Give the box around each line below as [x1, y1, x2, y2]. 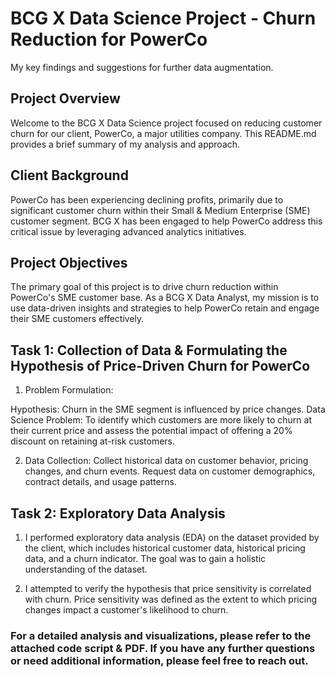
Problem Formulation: [24, 384, 114, 396]
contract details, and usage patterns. [24, 476, 177, 488]
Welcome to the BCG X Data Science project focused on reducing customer [10, 117, 323, 129]
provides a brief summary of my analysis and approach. [10, 138, 241, 150]
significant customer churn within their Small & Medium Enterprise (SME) [10, 204, 311, 216]
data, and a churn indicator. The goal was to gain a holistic [24, 553, 267, 564]
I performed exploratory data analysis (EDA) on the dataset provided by [24, 532, 320, 543]
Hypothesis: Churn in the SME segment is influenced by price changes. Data [10, 403, 326, 416]
